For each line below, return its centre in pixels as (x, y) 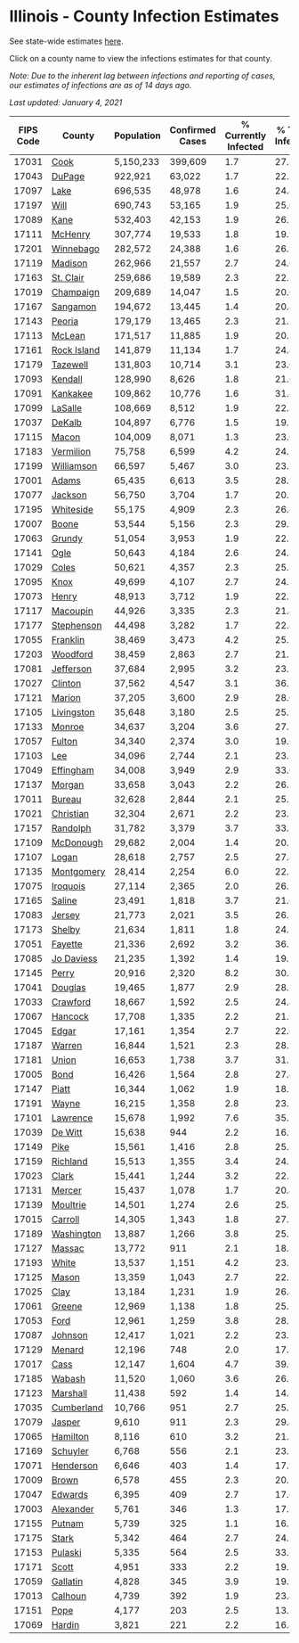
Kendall (67, 379)
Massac (68, 1248)
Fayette (67, 944)
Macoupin (72, 611)
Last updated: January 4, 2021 (66, 102)
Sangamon (74, 307)
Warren (67, 1045)
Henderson (75, 1466)
